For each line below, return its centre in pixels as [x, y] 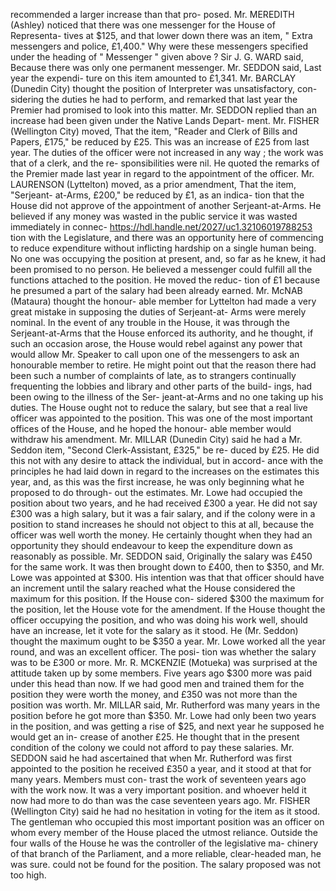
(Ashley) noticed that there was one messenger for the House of [143, 25]
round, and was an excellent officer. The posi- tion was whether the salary [163, 652]
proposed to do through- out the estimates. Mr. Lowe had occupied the [156, 492]
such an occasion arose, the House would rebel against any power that [156, 343]
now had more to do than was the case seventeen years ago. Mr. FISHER [160, 800]
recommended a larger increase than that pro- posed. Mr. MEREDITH [152, 14]
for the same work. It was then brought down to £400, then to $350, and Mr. [167, 567]
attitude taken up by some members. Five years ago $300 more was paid [161, 673]
